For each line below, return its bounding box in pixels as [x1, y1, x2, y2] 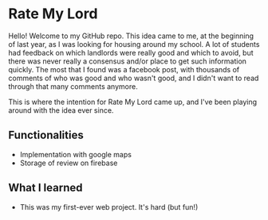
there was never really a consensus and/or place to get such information [8, 56, 247, 66]
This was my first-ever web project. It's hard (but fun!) [19, 202, 199, 211]
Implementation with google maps [19, 149, 132, 159]
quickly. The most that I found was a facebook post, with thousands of [8, 64, 240, 74]
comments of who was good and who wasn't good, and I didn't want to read [8, 73, 259, 83]
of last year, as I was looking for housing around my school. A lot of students [8, 39, 260, 48]
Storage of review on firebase [19, 158, 118, 168]
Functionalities [8, 129, 84, 142]
